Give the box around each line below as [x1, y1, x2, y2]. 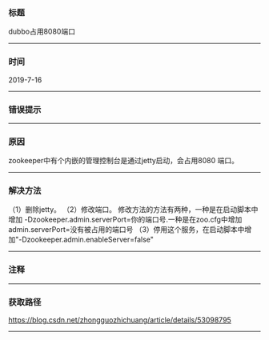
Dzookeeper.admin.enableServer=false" [21, 234, 155, 245]
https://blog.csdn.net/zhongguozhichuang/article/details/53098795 [8, 315, 232, 325]
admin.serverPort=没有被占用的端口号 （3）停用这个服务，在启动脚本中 [8, 225, 245, 234]
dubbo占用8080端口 [8, 26, 76, 37]
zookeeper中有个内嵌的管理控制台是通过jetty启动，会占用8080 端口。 [8, 156, 239, 166]
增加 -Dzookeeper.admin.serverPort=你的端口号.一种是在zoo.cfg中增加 [8, 214, 243, 225]
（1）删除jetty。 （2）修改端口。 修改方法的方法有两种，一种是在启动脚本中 [8, 205, 259, 214]
